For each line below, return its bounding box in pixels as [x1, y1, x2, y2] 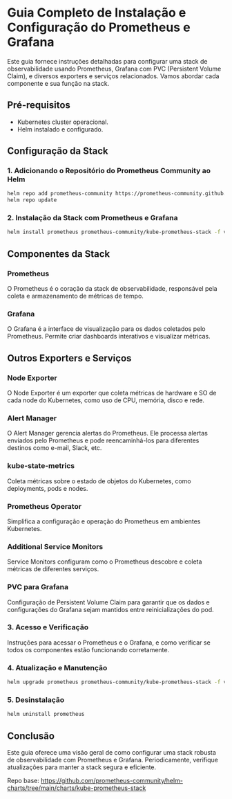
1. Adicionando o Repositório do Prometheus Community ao [7, 166, 211, 176]
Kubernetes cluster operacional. [17, 118, 109, 126]
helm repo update [7, 197, 57, 204]
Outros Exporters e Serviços [7, 352, 132, 364]
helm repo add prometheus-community [7, 190, 113, 197]
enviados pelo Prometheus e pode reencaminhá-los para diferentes [7, 436, 200, 445]
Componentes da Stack [7, 248, 110, 260]
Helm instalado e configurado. [17, 125, 104, 133]
